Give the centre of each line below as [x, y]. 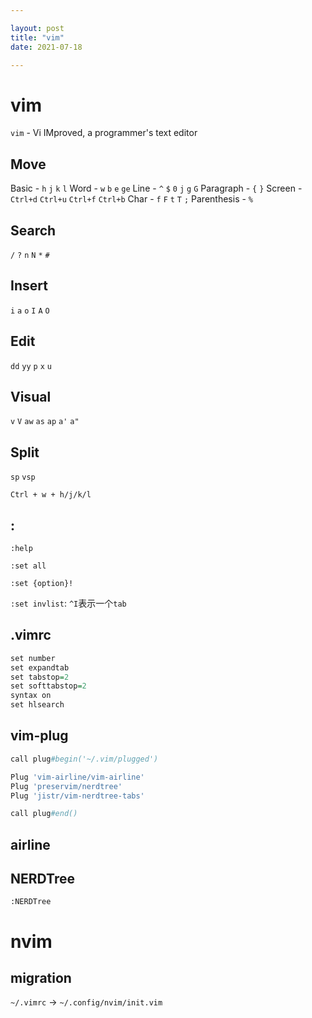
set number [33, 658]
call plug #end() [44, 814]
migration [41, 978]
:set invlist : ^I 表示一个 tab [68, 603]
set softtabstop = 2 [48, 686]
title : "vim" [37, 37]
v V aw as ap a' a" [45, 422]
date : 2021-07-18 [46, 47]
